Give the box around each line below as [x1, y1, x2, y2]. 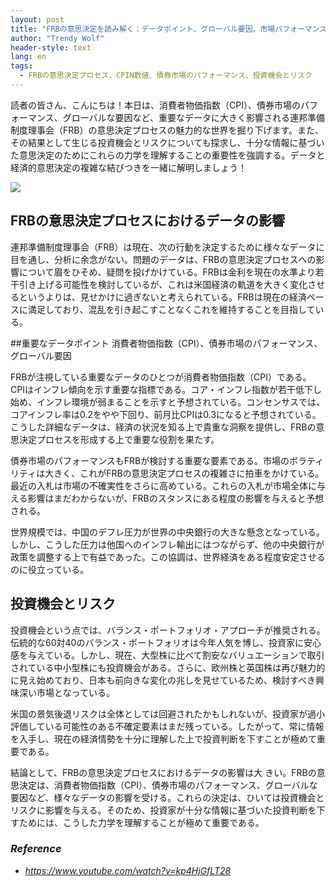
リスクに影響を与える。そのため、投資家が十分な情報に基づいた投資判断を [10, 804, 317, 816]
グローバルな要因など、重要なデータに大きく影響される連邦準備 [62, 111, 325, 123]
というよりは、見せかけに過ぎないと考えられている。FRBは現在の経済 [18, 291, 307, 303]
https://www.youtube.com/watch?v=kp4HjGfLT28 [24, 864, 232, 876]
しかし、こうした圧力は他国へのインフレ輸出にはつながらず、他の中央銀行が [10, 538, 325, 550]
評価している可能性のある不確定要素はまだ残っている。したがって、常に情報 [10, 720, 325, 732]
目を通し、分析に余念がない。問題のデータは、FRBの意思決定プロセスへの [10, 253, 317, 265]
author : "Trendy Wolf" [10, 33, 105, 43]
